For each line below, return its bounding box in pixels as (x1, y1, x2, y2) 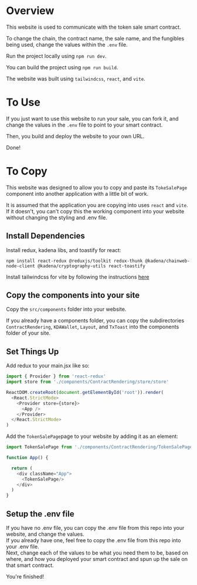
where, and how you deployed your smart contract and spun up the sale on (6, 555, 188, 562)
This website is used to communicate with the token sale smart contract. (6, 23, 181, 30)
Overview (6, 4, 55, 18)
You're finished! (6, 573, 45, 580)
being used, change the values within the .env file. (6, 41, 128, 48)
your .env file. (6, 543, 39, 550)
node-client (6, 263, 35, 269)
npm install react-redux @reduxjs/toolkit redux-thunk (6, 258, 143, 264)
